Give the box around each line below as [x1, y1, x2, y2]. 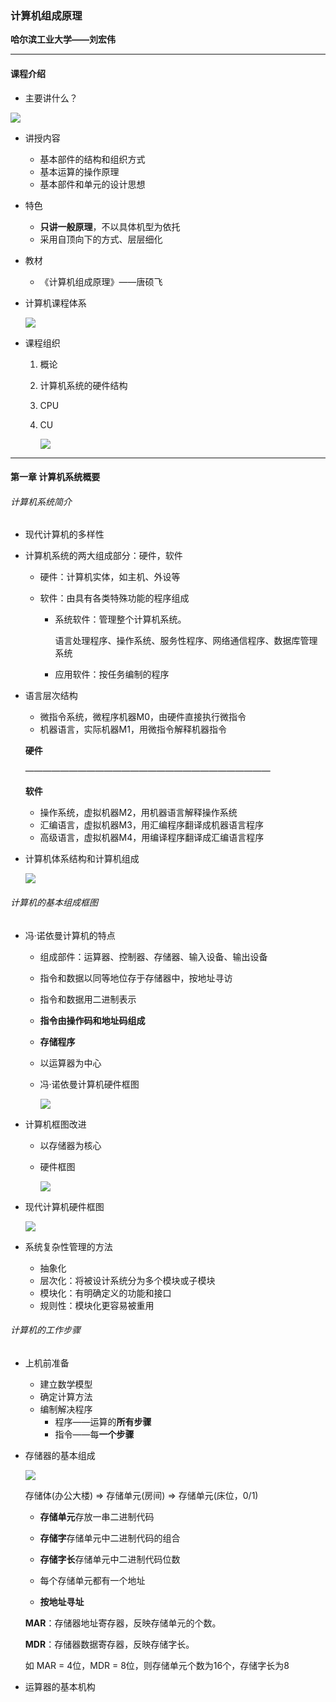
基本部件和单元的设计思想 [39, 178, 146, 190]
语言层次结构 [24, 690, 78, 702]
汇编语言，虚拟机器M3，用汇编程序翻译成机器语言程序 [39, 819, 264, 831]
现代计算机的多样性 [24, 528, 105, 541]
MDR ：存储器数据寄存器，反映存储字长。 [24, 1638, 195, 1650]
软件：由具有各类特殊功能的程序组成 [39, 592, 190, 604]
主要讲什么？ [24, 92, 78, 104]
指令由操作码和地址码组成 [39, 1014, 146, 1026]
